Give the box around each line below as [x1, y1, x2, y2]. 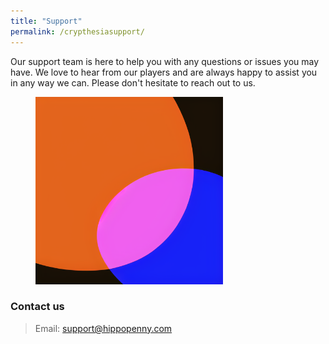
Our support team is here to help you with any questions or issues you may [10, 55, 320, 67]
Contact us [10, 300, 65, 314]
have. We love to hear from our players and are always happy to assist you [10, 66, 318, 78]
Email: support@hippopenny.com [34, 322, 173, 334]
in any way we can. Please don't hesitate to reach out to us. [10, 76, 256, 89]
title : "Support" [10, 16, 83, 26]
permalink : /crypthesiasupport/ [10, 26, 145, 37]
